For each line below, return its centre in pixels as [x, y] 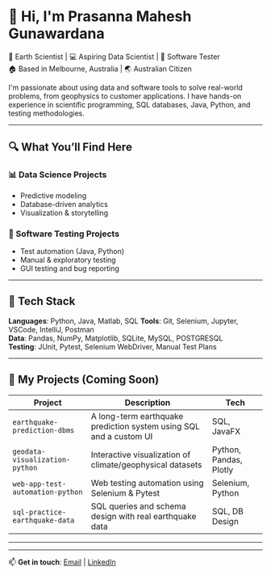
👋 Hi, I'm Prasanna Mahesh [100, 17]
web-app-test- [40, 484]
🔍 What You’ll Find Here [71, 148]
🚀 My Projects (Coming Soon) [84, 380]
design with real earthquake [144, 516]
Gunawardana [56, 34]
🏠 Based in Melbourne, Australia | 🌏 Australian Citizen [100, 69]
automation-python [48, 492]
